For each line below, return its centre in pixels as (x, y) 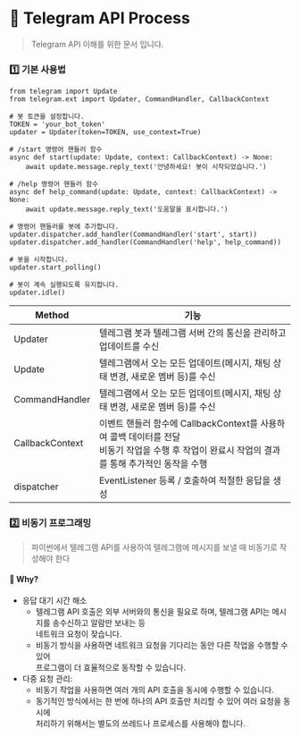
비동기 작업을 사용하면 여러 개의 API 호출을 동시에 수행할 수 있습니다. (155, 690)
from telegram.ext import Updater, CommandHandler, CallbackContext (139, 99)
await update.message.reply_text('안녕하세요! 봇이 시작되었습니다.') (146, 167)
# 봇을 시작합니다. (39, 260)
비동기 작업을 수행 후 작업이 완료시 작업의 (180, 451)
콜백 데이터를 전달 (145, 437)
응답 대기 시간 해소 (54, 600)
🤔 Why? (24, 580)
